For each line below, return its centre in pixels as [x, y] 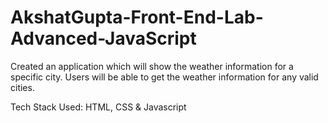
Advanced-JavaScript [103, 38]
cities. [22, 87]
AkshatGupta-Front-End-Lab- [137, 17]
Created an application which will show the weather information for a [152, 66]
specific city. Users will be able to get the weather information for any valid [164, 77]
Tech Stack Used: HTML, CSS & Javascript [98, 107]
